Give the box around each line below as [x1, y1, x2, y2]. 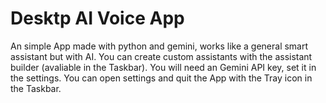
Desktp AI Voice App [10, 7, 185, 30]
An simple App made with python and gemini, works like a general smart [10, 40, 309, 52]
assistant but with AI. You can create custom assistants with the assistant [10, 50, 313, 62]
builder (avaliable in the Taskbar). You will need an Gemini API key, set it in [10, 61, 317, 73]
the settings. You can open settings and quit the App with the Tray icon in [10, 72, 313, 84]
